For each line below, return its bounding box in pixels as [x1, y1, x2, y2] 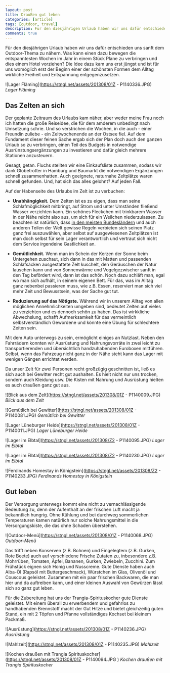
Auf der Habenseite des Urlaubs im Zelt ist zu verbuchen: [5, 188, 125, 194]
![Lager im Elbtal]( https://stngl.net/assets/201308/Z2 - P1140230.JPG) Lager [5, 452, 165, 458]
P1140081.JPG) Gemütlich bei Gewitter [5, 412, 85, 418]
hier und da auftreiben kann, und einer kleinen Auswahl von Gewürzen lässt [5, 580, 163, 586]
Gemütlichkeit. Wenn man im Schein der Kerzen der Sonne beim [12, 251, 148, 257]
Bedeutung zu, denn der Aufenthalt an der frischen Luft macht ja [5, 506, 140, 512]
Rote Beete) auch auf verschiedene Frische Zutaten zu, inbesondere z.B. [5, 553, 157, 559]
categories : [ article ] [5, 17, 53, 22]
